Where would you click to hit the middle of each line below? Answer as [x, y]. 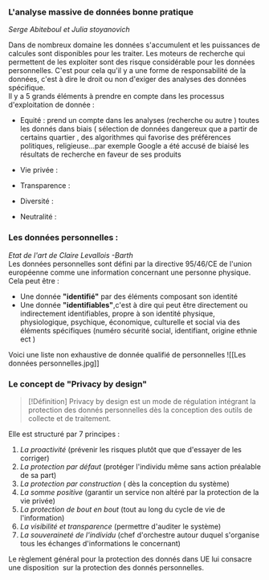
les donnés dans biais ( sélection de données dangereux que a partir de [139, 129]
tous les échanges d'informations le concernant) [100, 543]
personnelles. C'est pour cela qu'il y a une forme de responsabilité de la [127, 71]
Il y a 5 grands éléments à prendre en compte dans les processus [116, 96]
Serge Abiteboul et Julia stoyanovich [69, 30]
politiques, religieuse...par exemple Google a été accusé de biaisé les [134, 146]
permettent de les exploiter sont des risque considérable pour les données [132, 62]
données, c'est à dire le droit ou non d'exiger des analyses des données [127, 80]
